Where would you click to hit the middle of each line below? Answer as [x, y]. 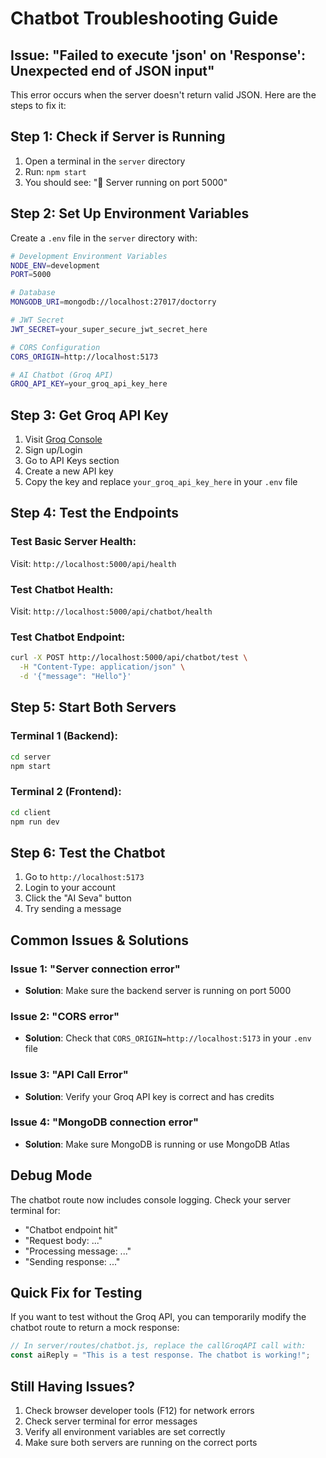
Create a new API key [69, 471]
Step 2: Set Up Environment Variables [130, 213]
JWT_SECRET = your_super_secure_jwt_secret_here [109, 329]
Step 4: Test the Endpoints [95, 513]
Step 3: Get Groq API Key [89, 415]
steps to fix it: [38, 105]
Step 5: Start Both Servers [93, 707]
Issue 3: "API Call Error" [69, 1075]
